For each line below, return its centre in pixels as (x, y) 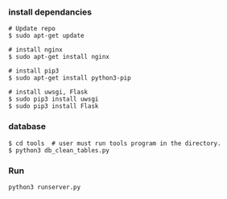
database (27, 126)
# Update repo (32, 29)
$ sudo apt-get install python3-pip (70, 78)
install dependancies (50, 12)
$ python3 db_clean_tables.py (59, 150)
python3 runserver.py (45, 187)
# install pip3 (34, 71)
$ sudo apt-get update (46, 36)
